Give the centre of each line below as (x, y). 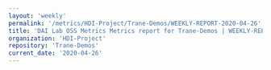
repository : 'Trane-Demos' (54, 46)
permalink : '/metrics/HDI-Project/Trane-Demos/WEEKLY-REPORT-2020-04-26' (135, 23)
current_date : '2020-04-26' (56, 53)
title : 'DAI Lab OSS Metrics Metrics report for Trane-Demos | (117, 31)
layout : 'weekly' (38, 16)
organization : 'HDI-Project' (57, 38)
